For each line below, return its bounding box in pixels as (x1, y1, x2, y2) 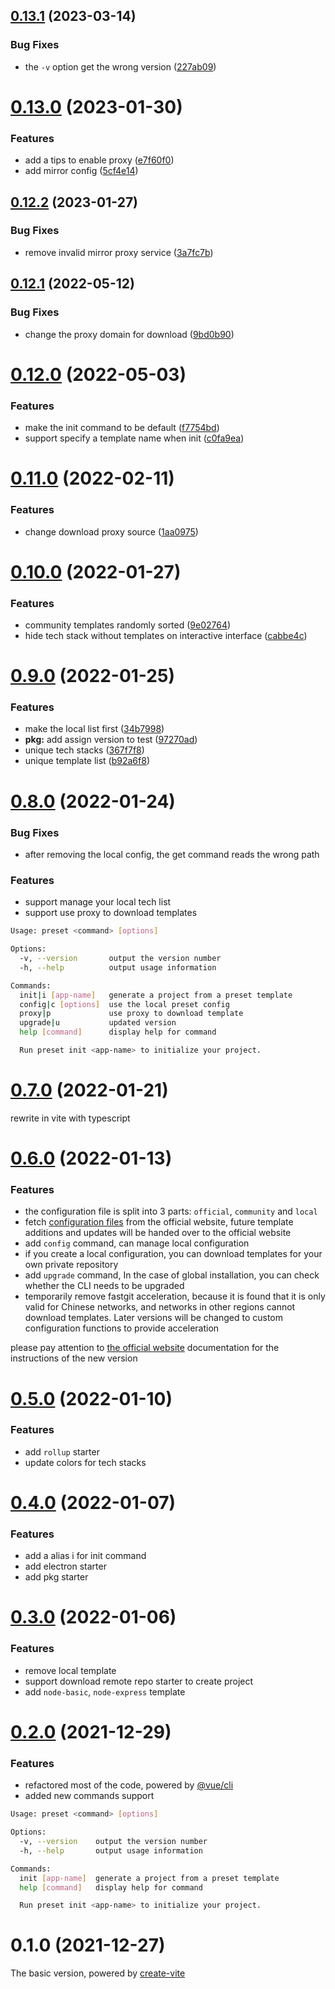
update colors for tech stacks (24, 1456, 147, 1468)
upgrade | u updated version (19, 1018, 177, 1028)
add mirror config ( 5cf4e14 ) (24, 165, 139, 177)
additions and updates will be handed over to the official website (24, 1227, 292, 1239)
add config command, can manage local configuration (24, 1237, 250, 1249)
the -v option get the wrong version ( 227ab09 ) (24, 60, 217, 73)
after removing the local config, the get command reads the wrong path (24, 848, 320, 860)
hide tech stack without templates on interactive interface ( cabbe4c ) (24, 630, 308, 641)
